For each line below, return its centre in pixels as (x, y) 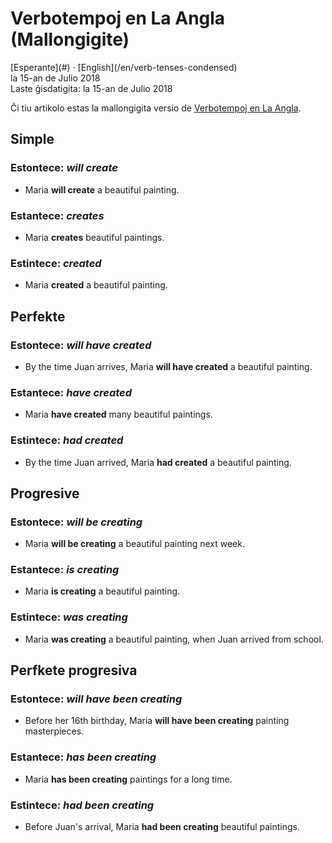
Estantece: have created (71, 392)
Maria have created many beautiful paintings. (118, 414)
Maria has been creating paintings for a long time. (128, 779)
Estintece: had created (67, 440)
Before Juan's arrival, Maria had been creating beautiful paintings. (162, 827)
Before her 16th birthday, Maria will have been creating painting (157, 721)
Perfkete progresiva (74, 670)
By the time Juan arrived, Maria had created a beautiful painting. (158, 462)
